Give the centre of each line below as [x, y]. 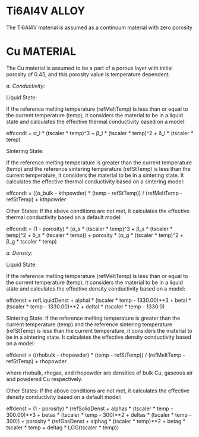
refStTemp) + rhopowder [37, 361]
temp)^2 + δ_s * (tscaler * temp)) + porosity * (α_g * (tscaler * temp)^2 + [95, 235]
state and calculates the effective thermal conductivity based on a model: [96, 121]
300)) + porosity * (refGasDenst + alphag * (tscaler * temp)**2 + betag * [96, 421]
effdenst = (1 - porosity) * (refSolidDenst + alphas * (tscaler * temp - [90, 408]
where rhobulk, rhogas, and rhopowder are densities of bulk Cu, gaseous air [99, 373]
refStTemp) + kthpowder [36, 199]
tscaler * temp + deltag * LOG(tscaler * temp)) [63, 427]
